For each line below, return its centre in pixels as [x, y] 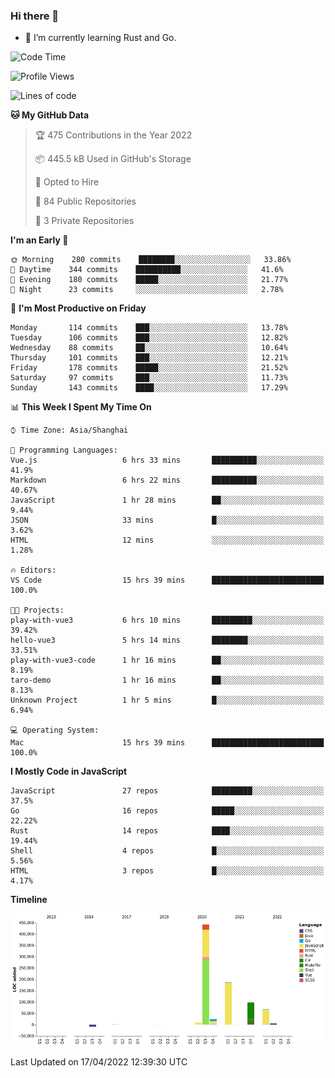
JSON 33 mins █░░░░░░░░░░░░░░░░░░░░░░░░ [167, 520]
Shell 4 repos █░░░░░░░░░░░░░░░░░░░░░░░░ [167, 851]
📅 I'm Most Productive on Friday [78, 308]
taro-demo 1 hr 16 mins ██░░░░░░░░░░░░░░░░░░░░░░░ [167, 680]
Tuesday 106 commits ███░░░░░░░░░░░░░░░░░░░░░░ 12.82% [149, 338]
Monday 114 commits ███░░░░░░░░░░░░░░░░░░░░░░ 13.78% [149, 328]
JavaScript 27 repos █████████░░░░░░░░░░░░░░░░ [167, 791]
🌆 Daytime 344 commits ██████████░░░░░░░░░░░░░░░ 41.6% [147, 270]
